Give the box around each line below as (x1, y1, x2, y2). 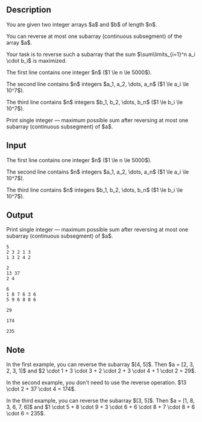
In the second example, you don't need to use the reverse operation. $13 (6, 379, 187, 386)
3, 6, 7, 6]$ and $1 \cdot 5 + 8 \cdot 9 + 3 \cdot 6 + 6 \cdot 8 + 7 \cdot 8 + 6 (6, 403, 195, 411)
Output (6, 210, 33, 221)
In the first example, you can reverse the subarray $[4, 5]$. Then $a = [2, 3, (6, 361, 195, 368)
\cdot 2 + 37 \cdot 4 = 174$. (6, 385, 77, 392)
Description (6, 5, 51, 15)
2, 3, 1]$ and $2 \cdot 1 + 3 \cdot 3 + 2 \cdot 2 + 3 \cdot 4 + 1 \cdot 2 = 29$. (6, 367, 196, 374)
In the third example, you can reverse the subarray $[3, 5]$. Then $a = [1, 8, (6, 397, 195, 405)
